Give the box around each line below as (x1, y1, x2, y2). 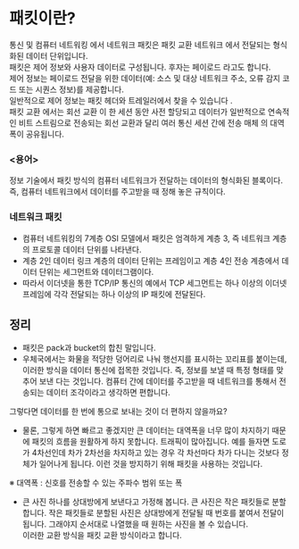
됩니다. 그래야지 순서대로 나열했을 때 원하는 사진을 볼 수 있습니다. (21, 519, 248, 529)
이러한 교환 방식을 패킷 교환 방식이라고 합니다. (21, 530, 183, 541)
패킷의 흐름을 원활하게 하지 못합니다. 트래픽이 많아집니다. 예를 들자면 (31, 437, 270, 447)
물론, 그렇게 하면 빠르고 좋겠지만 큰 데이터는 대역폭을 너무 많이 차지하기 (21, 425, 270, 436)
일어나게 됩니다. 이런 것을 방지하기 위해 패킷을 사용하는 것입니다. (38, 459, 263, 470)
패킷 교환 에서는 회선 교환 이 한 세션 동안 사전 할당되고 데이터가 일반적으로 (9, 106, 266, 117)
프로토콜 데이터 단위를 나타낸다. (31, 244, 142, 254)
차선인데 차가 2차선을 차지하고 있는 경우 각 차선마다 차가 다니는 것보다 (37, 447, 279, 458)
